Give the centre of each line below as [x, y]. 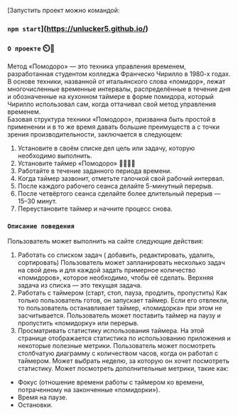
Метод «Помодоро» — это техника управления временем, [97, 66]
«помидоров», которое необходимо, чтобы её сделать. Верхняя [115, 278]
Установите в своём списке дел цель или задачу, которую [106, 148]
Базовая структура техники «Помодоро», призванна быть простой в [112, 120]
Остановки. [35, 404]
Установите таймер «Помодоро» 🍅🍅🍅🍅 [76, 164]
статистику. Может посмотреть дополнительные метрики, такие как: [123, 368]
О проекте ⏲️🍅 [31, 48]
